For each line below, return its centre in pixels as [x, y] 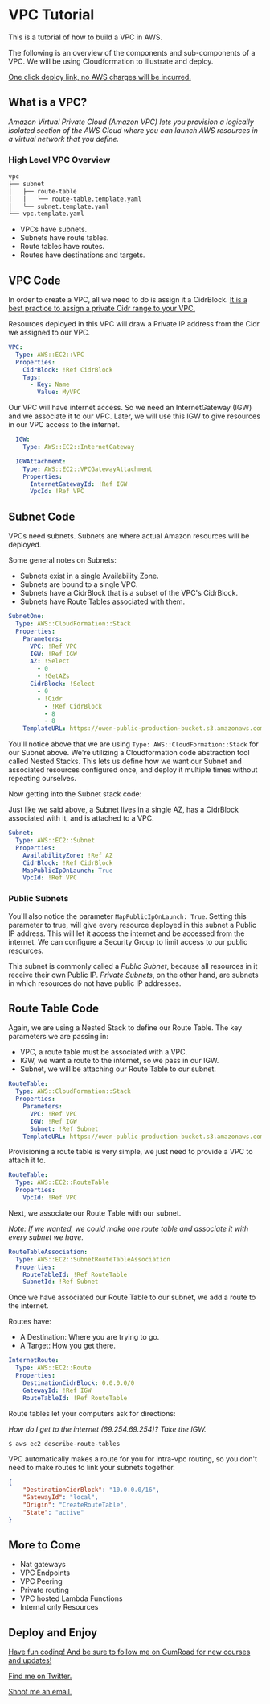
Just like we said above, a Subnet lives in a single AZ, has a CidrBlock [124, 810]
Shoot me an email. [40, 1692]
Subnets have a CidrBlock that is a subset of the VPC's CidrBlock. [129, 593]
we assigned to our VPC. [49, 333]
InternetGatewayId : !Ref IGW [78, 484]
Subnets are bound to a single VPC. [79, 584]
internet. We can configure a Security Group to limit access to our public [128, 941]
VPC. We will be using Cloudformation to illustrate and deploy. [111, 61]
